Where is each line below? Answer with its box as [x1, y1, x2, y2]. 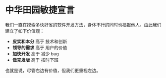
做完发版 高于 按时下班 [12, 57, 58, 63]
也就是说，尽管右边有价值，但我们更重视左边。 [5, 67, 101, 73]
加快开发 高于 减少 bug [12, 50, 59, 57]
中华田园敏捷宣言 [5, 4, 75, 16]
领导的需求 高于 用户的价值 [12, 44, 67, 50]
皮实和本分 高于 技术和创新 [12, 38, 67, 44]
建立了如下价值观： [5, 28, 45, 34]
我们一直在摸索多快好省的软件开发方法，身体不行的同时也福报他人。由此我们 [5, 22, 162, 28]
